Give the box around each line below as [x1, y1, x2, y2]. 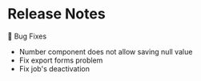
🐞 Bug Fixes [7, 31, 47, 41]
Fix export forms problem [18, 55, 103, 65]
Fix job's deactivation [18, 63, 90, 73]
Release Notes [7, 5, 106, 23]
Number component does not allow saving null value [18, 47, 193, 56]
